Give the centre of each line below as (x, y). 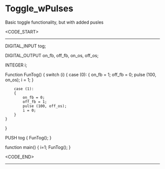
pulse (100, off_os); (45, 106)
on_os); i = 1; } (19, 80)
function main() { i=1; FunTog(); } (38, 147)
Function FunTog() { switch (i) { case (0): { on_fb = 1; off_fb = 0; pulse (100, (81, 74)
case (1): (24, 89)
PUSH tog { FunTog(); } (28, 137)
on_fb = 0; (34, 97)
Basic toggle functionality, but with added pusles (55, 22)
